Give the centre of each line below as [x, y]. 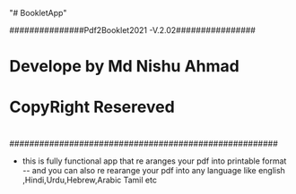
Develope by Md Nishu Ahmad [124, 67]
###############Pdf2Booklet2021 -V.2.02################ [132, 30]
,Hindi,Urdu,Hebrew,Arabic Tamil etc [89, 180]
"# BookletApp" [38, 13]
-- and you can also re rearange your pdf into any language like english [153, 170]
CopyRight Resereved [92, 107]
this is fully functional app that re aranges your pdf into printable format [154, 161]
